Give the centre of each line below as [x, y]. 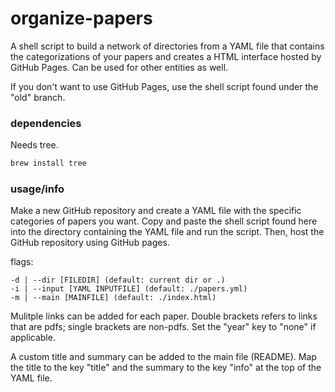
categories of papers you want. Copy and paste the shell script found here [164, 221]
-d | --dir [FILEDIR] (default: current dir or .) [118, 280]
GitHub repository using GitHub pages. [90, 243]
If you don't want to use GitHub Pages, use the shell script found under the [164, 86]
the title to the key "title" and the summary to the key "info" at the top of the [166, 368]
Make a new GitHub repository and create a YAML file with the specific [156, 211]
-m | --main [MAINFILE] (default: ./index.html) [113, 298]
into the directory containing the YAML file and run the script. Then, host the [167, 232]
